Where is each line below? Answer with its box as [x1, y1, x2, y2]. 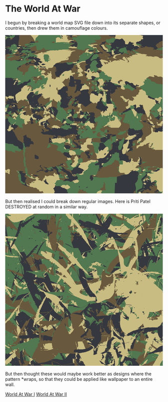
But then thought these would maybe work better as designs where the [5, 370, 151, 377]
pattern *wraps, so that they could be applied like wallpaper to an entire [5, 376, 153, 382]
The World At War [5, 3, 81, 15]
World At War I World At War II [5, 391, 67, 397]
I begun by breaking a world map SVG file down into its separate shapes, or [5, 20, 161, 26]
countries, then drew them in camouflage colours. [5, 25, 108, 31]
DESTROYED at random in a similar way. [5, 204, 88, 210]
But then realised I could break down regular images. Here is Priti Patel [5, 198, 151, 204]
